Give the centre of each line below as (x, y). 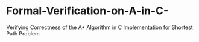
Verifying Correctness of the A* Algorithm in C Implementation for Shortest (99, 27)
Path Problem (23, 33)
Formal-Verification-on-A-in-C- (87, 11)
